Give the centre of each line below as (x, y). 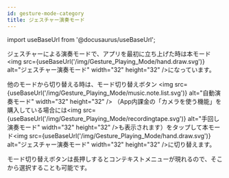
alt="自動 (202, 93)
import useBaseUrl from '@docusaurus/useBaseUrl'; (81, 39)
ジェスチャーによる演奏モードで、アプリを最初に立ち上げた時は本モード (109, 54)
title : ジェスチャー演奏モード (46, 20)
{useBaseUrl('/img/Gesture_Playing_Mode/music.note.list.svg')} (97, 93)
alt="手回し (204, 118)
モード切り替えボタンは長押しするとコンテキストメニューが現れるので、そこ (115, 159)
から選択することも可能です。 (49, 167)
